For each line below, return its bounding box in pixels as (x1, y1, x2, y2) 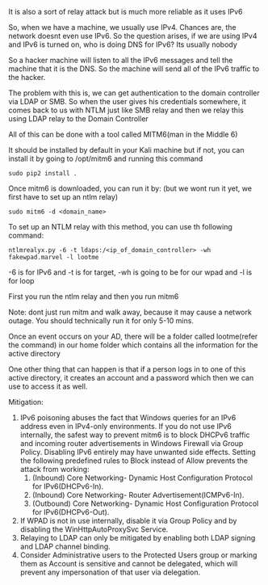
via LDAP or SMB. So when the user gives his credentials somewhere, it (8, 97, 246, 106)
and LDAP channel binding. (19, 541, 111, 551)
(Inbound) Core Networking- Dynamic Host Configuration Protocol (31, 473, 253, 482)
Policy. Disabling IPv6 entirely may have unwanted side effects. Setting (19, 448, 256, 457)
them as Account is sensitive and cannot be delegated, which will (19, 559, 238, 568)
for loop (8, 276, 35, 285)
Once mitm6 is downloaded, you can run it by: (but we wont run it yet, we (8, 183, 253, 193)
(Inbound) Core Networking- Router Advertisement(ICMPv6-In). (31, 490, 245, 499)
